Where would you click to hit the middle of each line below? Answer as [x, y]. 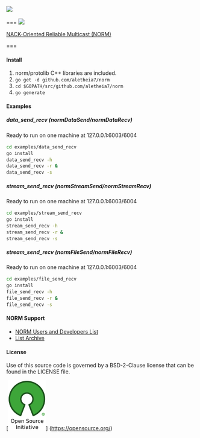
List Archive [30, 338]
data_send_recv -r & [32, 166]
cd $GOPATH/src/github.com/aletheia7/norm [69, 87]
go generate [30, 93]
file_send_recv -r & [32, 299]
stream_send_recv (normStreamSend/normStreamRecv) [79, 186]
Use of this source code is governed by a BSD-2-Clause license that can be [100, 366]
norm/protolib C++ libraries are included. [66, 73]
